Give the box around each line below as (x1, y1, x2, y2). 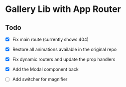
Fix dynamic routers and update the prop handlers (12, 56, 116, 63)
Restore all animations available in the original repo (12, 46, 117, 53)
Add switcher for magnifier (12, 76, 68, 83)
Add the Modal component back (12, 66, 79, 73)
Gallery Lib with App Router (5, 3, 121, 15)
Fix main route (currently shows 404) (12, 36, 89, 42)
